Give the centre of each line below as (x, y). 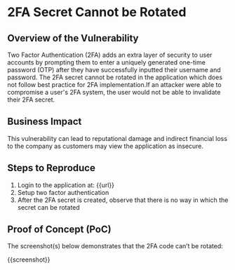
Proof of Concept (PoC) (59, 230)
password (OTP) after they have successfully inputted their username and (114, 70)
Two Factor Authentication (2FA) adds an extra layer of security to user (110, 55)
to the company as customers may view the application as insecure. (106, 146)
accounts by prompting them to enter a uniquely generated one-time (106, 62)
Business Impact (45, 122)
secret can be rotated (49, 207)
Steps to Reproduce (52, 168)
